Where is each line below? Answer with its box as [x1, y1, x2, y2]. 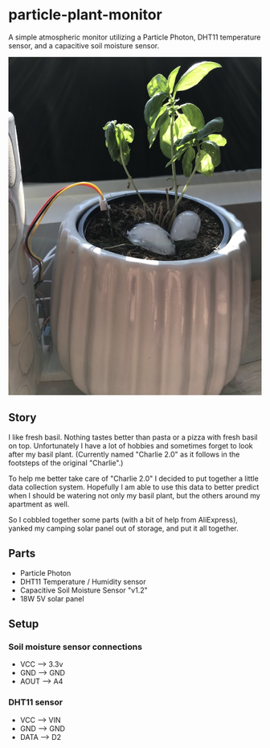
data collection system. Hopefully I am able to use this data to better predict [8, 481, 260, 492]
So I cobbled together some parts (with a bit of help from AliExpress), [8, 515, 239, 524]
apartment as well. [8, 499, 70, 509]
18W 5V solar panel [19, 593, 84, 603]
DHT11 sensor [8, 696, 63, 708]
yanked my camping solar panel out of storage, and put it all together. [8, 523, 239, 533]
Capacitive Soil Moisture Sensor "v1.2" [19, 585, 149, 595]
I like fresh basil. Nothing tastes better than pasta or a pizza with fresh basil [8, 432, 258, 442]
